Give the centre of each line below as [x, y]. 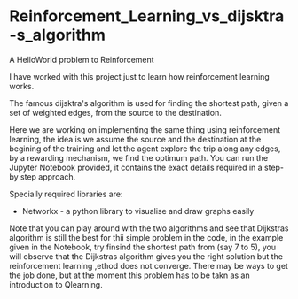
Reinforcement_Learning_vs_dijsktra [147, 16]
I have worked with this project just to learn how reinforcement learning [140, 76]
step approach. [48, 176]
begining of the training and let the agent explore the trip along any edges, [145, 149]
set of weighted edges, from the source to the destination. [115, 112]
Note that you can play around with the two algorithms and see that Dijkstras [149, 228]
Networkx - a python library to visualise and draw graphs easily [138, 211]
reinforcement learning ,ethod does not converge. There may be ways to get [149, 265]
